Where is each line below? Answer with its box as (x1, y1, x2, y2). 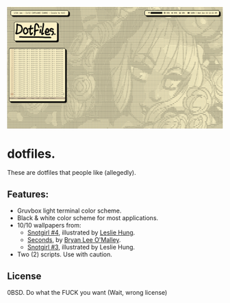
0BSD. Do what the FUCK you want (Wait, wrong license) (7, 289, 168, 297)
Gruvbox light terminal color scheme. (16, 206, 122, 215)
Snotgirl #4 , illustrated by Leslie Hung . (27, 228, 136, 237)
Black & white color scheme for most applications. (16, 214, 159, 222)
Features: (7, 189, 49, 200)
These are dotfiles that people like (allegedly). (7, 169, 136, 177)
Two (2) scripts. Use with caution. (16, 250, 113, 258)
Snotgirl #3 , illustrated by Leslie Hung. (27, 243, 136, 252)
